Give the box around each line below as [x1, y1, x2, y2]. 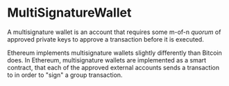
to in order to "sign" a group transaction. [7, 71, 123, 79]
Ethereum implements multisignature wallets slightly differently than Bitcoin [7, 49, 222, 57]
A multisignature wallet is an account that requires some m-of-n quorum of [7, 28, 221, 36]
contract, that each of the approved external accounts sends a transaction [7, 63, 220, 71]
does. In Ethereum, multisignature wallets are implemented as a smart [7, 55, 207, 64]
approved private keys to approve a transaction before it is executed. [7, 35, 205, 43]
